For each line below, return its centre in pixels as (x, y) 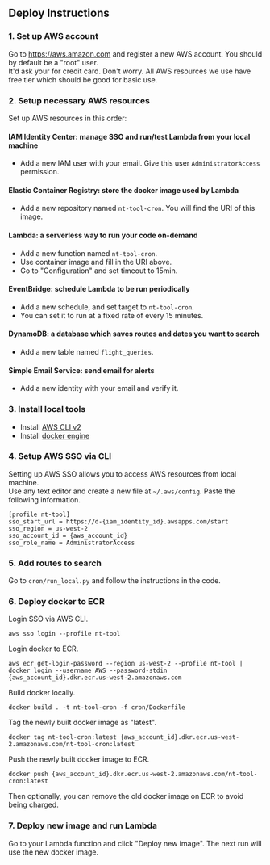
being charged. (33, 805)
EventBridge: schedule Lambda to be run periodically (100, 289)
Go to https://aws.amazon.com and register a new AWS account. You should (135, 54)
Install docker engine (55, 435)
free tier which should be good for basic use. (83, 79)
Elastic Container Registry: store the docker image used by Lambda (124, 190)
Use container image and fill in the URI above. (96, 262)
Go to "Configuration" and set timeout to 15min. (99, 271)
